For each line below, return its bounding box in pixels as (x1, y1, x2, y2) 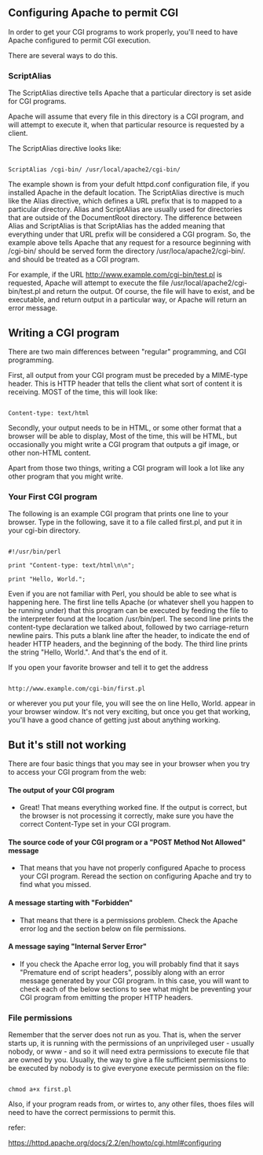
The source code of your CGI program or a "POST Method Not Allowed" (8, 837, 246, 847)
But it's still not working (8, 738, 127, 751)
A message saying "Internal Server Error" (8, 942, 148, 951)
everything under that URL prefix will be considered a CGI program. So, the (8, 229, 251, 239)
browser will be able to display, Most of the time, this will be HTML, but (8, 431, 238, 441)
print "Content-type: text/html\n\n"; (8, 562, 135, 570)
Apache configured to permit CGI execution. (8, 35, 152, 45)
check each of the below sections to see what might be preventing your (19, 984, 252, 993)
